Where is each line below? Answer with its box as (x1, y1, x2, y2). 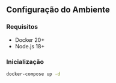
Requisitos (6, 23, 38, 31)
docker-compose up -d (6, 71, 61, 77)
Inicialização (6, 57, 44, 66)
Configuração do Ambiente (6, 5, 110, 15)
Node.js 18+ (14, 42, 45, 50)
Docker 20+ (14, 36, 45, 44)
